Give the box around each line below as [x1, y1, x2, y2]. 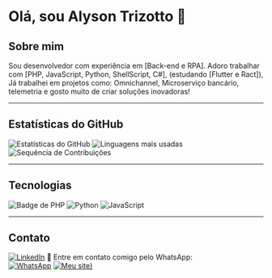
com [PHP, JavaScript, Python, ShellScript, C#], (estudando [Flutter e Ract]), [8, 69, 264, 79]
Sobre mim [8, 40, 65, 53]
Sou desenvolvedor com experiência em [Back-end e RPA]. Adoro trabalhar [8, 61, 261, 70]
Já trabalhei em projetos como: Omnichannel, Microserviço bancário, [8, 78, 240, 87]
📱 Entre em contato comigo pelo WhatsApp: [46, 252, 193, 262]
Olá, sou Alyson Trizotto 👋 [8, 7, 186, 26]
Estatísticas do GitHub [8, 117, 124, 132]
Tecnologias [8, 179, 72, 192]
